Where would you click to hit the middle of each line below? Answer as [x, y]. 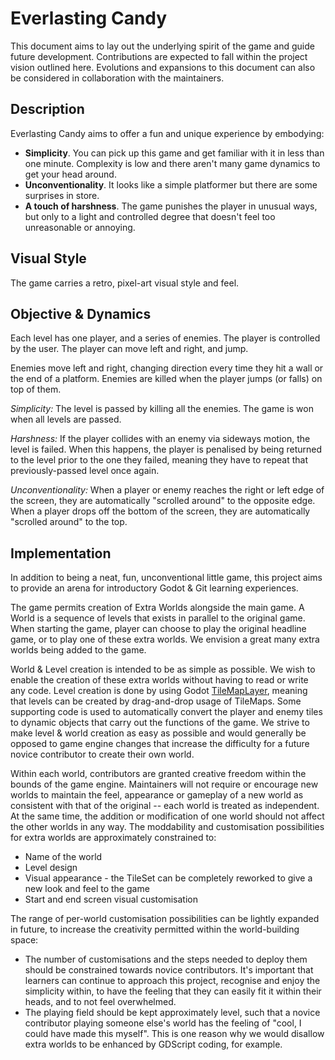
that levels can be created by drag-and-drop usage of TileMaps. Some [156, 701]
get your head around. [70, 174]
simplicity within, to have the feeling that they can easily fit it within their [173, 991]
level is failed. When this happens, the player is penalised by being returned [166, 449]
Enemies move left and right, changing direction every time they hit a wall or [167, 368]
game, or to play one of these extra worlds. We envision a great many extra [165, 639]
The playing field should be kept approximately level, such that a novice [172, 1013]
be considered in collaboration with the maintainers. [117, 78]
